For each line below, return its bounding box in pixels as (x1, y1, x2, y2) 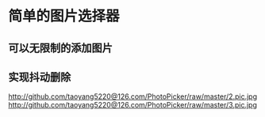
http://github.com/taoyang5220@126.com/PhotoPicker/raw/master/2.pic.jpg (8, 92, 258, 101)
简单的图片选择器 (8, 7, 121, 25)
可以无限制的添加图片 (8, 41, 113, 55)
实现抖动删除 (8, 70, 71, 84)
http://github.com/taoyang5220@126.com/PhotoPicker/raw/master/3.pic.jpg (8, 100, 258, 110)
